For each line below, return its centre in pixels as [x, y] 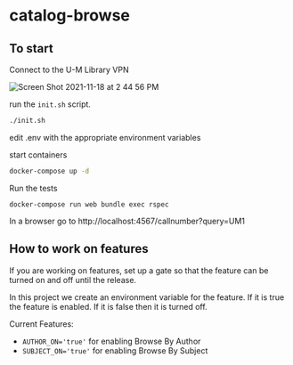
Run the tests [33, 188]
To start [31, 49]
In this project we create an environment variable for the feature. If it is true [147, 297]
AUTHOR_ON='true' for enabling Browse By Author [111, 341]
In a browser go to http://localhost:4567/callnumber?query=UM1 [127, 221]
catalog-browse [70, 16]
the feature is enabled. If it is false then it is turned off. [108, 306]
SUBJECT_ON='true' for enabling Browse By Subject [115, 350]
